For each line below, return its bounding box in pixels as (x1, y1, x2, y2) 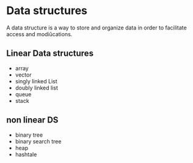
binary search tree (15, 137, 62, 145)
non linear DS (6, 115, 59, 126)
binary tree (15, 131, 43, 138)
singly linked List (15, 77, 58, 85)
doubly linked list (15, 84, 58, 91)
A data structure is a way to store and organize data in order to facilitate (6, 24, 188, 31)
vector (15, 71, 32, 78)
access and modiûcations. (6, 30, 73, 37)
